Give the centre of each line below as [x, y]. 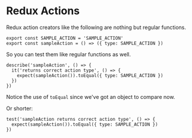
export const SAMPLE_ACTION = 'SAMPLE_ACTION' [65, 38]
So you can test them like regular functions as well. [69, 54]
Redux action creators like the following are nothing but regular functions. [96, 27]
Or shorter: [20, 108]
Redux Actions [43, 11]
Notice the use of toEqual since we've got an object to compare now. [91, 97]
